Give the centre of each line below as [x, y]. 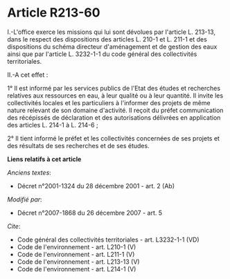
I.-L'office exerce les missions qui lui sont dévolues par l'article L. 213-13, [112, 32]
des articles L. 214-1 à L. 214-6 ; [53, 125]
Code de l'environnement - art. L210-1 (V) [77, 246]
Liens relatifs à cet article [44, 159]
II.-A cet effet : [28, 75]
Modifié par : [25, 199]
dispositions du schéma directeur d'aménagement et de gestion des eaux [112, 46]
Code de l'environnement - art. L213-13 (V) [78, 262]
